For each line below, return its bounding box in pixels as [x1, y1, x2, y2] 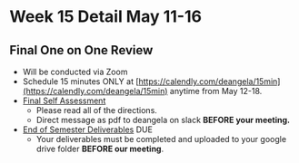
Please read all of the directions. [35, 105, 157, 115]
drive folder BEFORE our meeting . [35, 143, 164, 154]
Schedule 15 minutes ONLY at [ [22, 76, 139, 87]
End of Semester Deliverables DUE [22, 124, 153, 135]
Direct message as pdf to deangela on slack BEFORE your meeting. [35, 115, 291, 125]
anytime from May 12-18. [169, 86, 263, 96]
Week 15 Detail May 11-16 [9, 6, 203, 27]
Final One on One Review [9, 43, 154, 58]
